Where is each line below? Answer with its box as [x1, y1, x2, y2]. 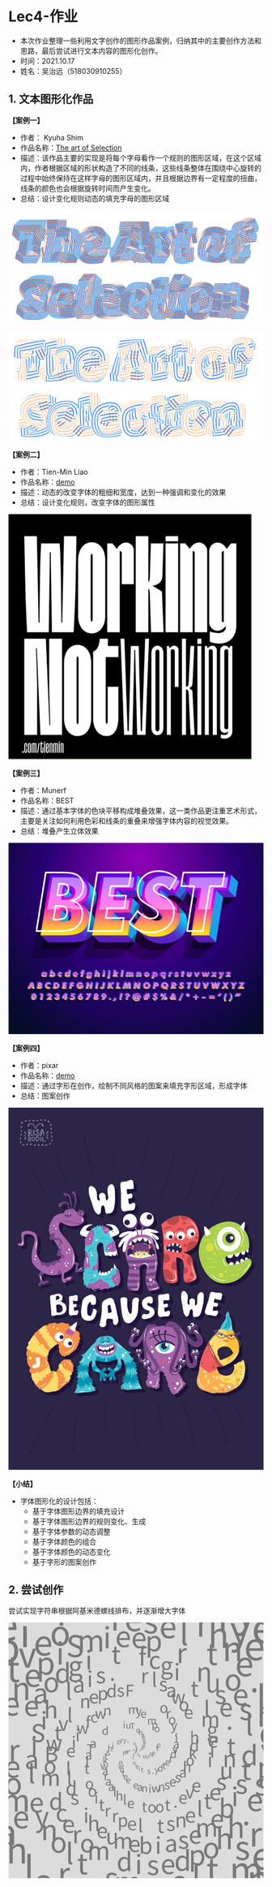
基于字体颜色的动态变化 [32, 1547, 111, 1557]
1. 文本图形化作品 [8, 93, 94, 106]
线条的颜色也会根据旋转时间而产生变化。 [19, 183, 155, 193]
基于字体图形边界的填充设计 [32, 1506, 125, 1516]
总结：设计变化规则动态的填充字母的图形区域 [19, 193, 170, 203]
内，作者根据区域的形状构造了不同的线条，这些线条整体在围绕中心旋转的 [19, 163, 261, 173]
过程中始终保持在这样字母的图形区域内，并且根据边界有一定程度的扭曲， [19, 173, 261, 183]
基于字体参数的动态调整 [32, 1527, 111, 1536]
